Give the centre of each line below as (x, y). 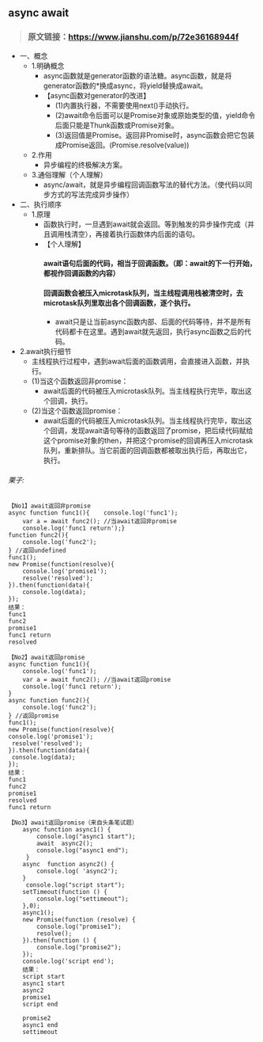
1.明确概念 (48, 66)
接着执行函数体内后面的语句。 (151, 234)
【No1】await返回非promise (49, 506)
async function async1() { (67, 829)
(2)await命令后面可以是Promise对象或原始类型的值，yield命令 (155, 115)
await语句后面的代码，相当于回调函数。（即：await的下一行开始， (150, 264)
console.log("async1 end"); (83, 850)
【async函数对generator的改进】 (97, 95)
